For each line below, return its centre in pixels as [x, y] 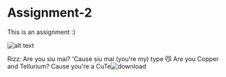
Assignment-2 [50, 13]
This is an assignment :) [42, 32]
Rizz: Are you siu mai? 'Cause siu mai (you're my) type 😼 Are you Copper [113, 59]
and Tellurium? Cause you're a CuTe [59, 66]
